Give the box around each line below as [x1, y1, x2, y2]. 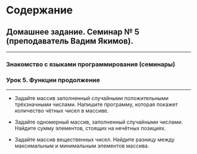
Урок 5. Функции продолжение [6, 76, 100, 84]
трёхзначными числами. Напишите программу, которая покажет [14, 101, 178, 108]
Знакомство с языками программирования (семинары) [6, 60, 175, 68]
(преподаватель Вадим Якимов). [6, 36, 134, 46]
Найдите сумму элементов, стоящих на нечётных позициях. [14, 125, 166, 132]
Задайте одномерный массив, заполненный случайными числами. [14, 118, 183, 126]
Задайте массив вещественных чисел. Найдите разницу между [14, 136, 175, 143]
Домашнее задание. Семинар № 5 [6, 27, 140, 37]
